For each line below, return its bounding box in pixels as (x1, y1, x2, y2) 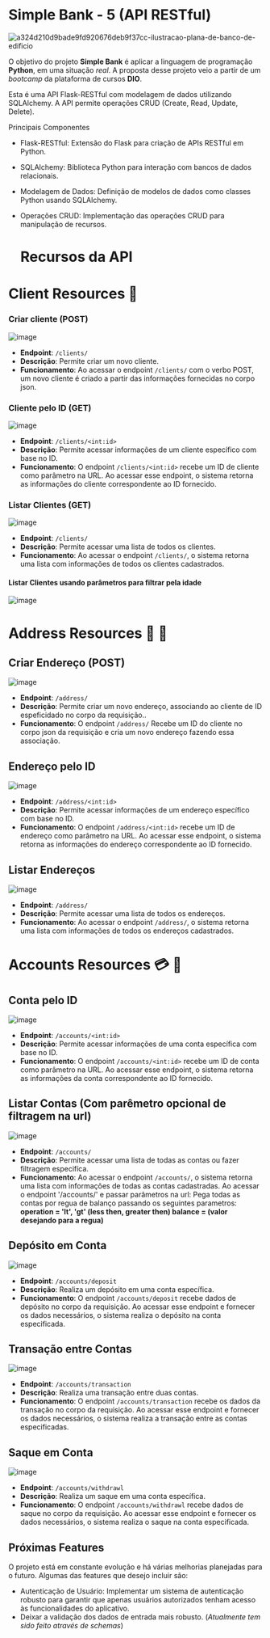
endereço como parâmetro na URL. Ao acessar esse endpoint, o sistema (19, 831, 262, 841)
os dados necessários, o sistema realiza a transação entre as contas (19, 1413, 247, 1424)
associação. (19, 736, 60, 745)
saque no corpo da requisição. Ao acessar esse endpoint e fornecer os (19, 1509, 256, 1518)
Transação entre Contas (8, 1342, 132, 1356)
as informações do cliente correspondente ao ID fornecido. (19, 479, 217, 488)
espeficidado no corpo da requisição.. (19, 710, 147, 720)
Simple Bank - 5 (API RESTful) (8, 6, 212, 24)
